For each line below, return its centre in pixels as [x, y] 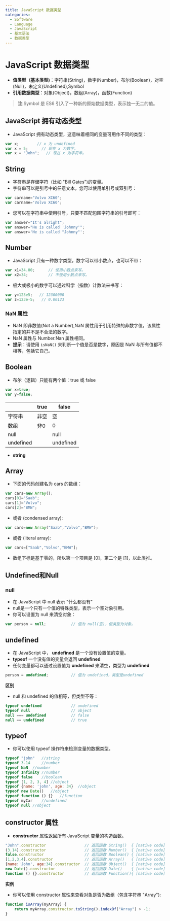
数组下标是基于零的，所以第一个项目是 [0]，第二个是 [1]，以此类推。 [84, 558]
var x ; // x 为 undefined [40, 144]
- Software [21, 19]
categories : [18, 15]
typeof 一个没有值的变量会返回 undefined [56, 659]
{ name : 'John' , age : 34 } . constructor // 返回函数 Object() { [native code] [85, 864]
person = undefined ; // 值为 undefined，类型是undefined [74, 675]
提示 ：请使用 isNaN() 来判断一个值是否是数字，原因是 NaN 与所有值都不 [88, 345]
